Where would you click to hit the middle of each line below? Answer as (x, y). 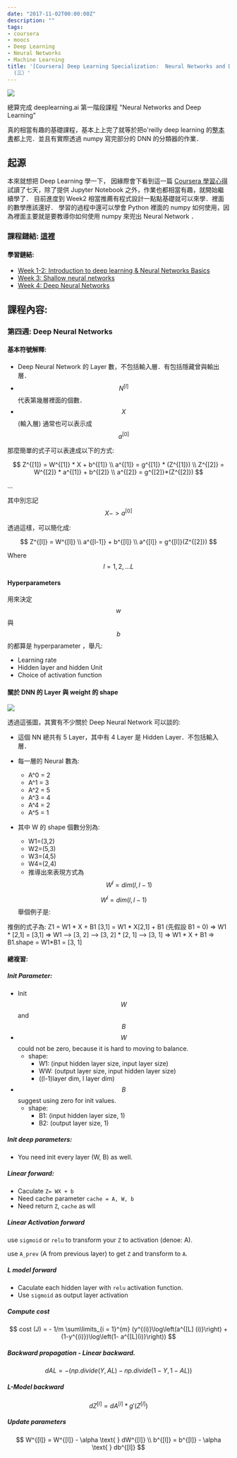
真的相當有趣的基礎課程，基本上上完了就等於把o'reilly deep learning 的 (110, 129)
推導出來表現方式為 (56, 872)
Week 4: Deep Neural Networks (63, 286)
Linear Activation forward (46, 1222)
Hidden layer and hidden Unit (60, 668)
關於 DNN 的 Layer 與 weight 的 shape (63, 692)
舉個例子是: (34, 912)
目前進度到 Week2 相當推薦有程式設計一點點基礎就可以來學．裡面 (129, 199)
